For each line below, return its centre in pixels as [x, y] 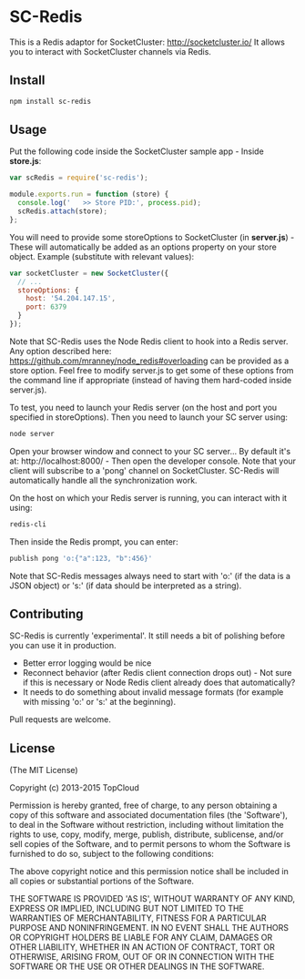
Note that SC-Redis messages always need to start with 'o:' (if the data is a [150, 576]
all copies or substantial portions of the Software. [102, 882]
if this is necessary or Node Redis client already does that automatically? [159, 683]
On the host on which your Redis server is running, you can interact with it [148, 497]
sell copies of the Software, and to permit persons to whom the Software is [150, 844]
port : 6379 [46, 307]
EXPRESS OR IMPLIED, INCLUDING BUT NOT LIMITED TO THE [127, 909]
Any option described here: [61, 351]
